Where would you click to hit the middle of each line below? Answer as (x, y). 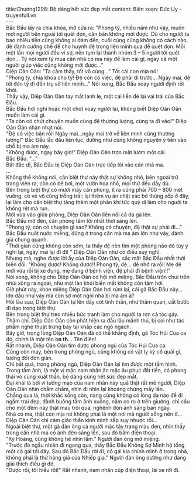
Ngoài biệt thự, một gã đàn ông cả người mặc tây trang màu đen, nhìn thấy (96, 426)
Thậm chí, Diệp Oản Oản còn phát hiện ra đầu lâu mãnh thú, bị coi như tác (95, 320)
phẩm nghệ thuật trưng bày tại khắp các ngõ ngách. (69, 327)
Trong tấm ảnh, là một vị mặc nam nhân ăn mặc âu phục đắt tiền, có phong (97, 370)
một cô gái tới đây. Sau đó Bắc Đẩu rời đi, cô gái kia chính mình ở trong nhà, (97, 451)
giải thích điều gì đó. (31, 464)
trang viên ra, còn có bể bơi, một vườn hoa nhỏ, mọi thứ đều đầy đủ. (88, 184)
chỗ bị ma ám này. (28, 146)
